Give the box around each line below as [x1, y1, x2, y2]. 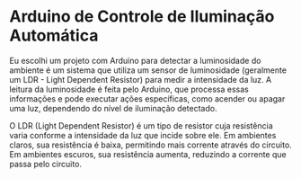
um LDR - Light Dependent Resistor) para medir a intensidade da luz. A [9, 74, 272, 85]
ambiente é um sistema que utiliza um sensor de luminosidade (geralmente [9, 65, 288, 76]
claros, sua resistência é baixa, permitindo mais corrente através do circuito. [9, 139, 292, 150]
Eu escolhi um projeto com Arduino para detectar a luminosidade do [9, 55, 261, 66]
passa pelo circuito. [9, 158, 83, 169]
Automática [9, 25, 99, 46]
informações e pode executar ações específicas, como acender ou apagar [9, 93, 286, 104]
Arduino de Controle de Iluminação [9, 6, 275, 27]
